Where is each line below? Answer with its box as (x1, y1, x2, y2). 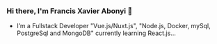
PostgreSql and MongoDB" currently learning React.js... (16, 29, 177, 37)
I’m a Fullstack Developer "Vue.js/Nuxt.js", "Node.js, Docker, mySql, (16, 22, 211, 30)
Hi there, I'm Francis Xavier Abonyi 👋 (6, 6, 133, 16)
